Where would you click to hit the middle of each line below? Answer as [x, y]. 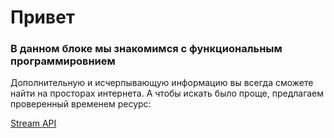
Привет [43, 17]
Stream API [33, 123]
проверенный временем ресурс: [81, 104]
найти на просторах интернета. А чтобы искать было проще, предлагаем [167, 93]
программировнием [63, 61]
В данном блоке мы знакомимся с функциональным [146, 49]
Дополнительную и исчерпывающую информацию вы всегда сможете [162, 83]
